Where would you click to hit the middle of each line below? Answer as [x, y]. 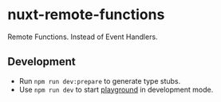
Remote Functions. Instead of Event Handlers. [83, 37]
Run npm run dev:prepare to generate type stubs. [100, 80]
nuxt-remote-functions [86, 15]
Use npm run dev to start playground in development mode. [116, 89]
